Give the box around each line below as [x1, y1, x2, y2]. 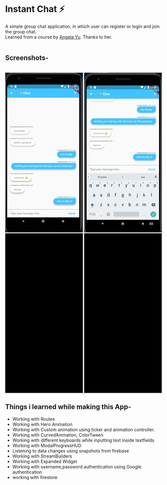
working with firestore [12, 474, 58, 480]
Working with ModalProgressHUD [12, 442, 82, 449]
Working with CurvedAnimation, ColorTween [12, 432, 103, 438]
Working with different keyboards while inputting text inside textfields [12, 437, 155, 443]
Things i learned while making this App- [5, 403, 132, 411]
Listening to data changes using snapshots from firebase [12, 448, 129, 454]
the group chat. [5, 28, 37, 34]
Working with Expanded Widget [12, 458, 78, 464]
